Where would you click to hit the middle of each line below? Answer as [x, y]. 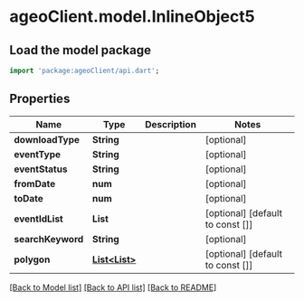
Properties [40, 99]
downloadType [47, 139]
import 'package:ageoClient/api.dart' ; [85, 71]
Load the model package [81, 50]
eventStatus [41, 169]
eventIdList [38, 219]
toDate [28, 198]
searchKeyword [49, 239]
